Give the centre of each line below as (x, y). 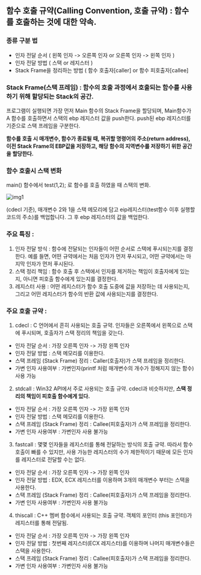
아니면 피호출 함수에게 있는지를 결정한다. (71, 279)
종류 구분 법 (22, 41)
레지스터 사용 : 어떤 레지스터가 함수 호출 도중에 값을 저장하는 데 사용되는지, (102, 286)
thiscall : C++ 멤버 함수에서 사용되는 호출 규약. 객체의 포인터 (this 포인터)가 (104, 515)
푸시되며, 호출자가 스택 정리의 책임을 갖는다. (73, 332)
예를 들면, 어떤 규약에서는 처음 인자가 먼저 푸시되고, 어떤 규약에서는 (107, 256)
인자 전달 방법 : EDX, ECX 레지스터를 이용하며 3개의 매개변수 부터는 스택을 (102, 480)
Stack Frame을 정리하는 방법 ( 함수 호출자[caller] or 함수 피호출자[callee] (102, 70)
